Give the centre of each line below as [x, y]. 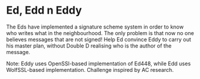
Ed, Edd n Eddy [44, 10]
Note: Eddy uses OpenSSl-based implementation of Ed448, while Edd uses [99, 64]
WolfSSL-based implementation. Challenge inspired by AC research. [90, 69]
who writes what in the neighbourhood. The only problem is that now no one [100, 33]
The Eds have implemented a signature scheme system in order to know [95, 27]
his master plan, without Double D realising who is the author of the [89, 46]
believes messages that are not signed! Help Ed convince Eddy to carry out [99, 39]
